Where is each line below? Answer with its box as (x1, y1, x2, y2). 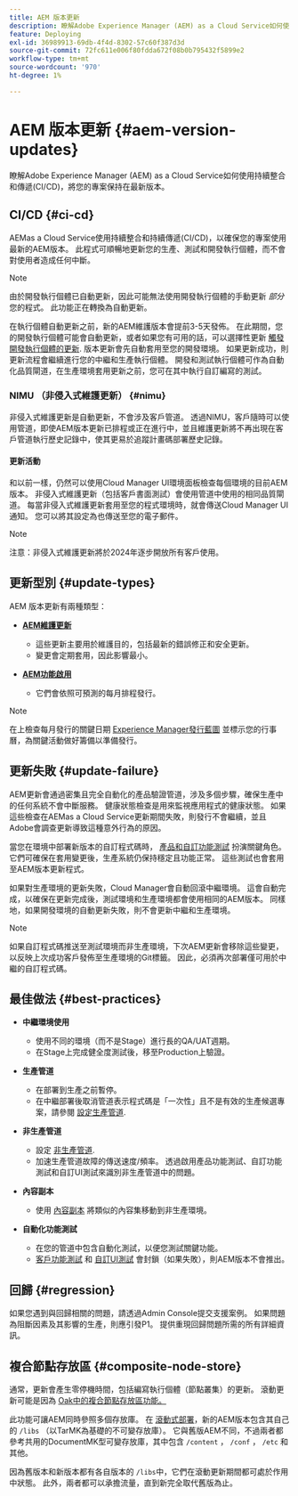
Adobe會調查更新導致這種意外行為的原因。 (9, 822, 166, 833)
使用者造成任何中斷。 (16, 255, 95, 265)
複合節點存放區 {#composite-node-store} (9, 1359, 242, 1374)
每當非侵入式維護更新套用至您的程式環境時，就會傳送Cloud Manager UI (26, 500, 289, 510)
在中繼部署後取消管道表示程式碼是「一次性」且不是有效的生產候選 (35, 1096, 278, 1107)
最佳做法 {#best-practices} (9, 992, 162, 1007)
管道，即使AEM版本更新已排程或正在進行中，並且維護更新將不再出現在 (16, 422, 276, 433)
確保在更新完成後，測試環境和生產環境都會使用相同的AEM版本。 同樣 (32, 893, 286, 904)
